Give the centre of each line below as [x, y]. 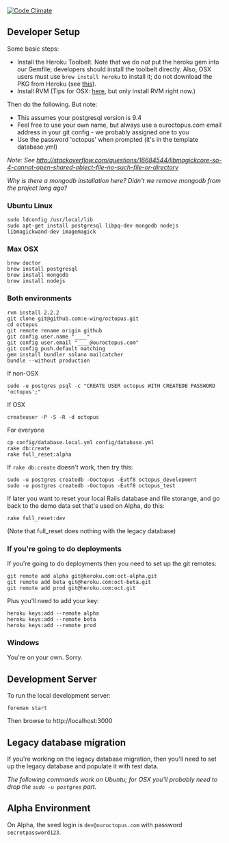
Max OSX [23, 249]
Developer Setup [44, 32]
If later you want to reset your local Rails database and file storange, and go [113, 498]
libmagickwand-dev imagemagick [52, 232]
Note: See [21, 160]
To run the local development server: [59, 696]
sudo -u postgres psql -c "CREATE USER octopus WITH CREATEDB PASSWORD [111, 386]
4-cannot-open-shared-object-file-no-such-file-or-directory [93, 167]
